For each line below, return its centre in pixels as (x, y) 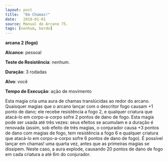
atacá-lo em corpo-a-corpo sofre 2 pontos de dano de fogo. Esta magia (79, 117)
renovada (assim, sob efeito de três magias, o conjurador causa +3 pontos (82, 128)
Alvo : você (17, 82)
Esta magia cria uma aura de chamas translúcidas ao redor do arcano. (77, 101)
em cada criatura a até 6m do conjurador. (48, 154)
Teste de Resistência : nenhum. (38, 62)
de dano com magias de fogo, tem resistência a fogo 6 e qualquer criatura (82, 133)
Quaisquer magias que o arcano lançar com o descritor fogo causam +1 (79, 106)
